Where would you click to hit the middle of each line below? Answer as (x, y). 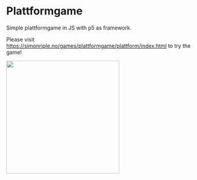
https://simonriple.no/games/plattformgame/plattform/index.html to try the (98, 46)
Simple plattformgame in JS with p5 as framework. (69, 28)
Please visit (20, 39)
